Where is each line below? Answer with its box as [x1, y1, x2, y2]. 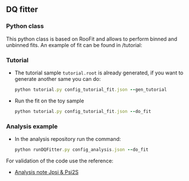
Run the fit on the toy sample [14, 97, 84, 104]
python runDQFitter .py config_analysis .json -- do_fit [14, 147, 149, 153]
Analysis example [6, 122, 58, 130]
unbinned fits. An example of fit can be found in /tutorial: [6, 41, 142, 48]
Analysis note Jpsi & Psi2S [14, 168, 79, 175]
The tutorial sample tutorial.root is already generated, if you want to [14, 69, 184, 76]
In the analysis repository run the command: [14, 136, 121, 143]
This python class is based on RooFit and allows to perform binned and [6, 35, 177, 42]
